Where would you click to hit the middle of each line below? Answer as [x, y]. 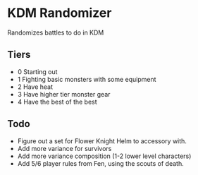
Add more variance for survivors [64, 148]
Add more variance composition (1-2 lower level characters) [104, 156]
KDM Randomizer [60, 13]
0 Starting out [37, 71]
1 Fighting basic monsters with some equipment [87, 79]
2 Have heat [35, 87]
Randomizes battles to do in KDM [56, 32]
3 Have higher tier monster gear [64, 94]
